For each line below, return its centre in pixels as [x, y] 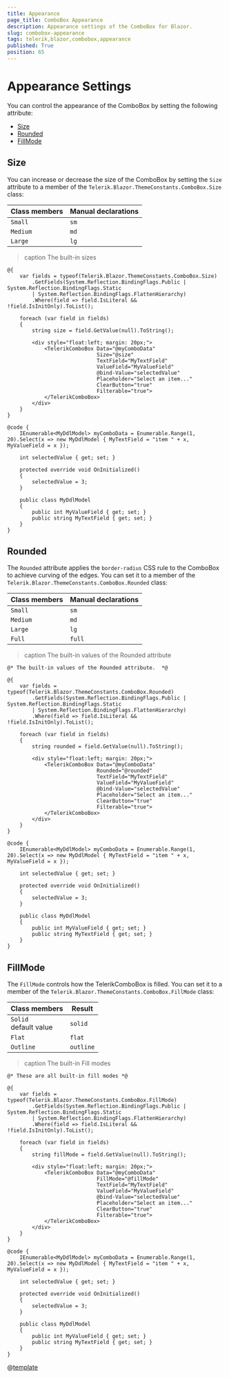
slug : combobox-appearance [46, 33]
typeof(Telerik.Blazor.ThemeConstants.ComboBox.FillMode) [92, 1101]
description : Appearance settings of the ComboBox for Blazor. [100, 26]
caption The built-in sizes [60, 257]
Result [82, 1009]
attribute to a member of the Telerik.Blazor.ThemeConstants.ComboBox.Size [114, 187]
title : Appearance [33, 13]
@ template [22, 1368]
